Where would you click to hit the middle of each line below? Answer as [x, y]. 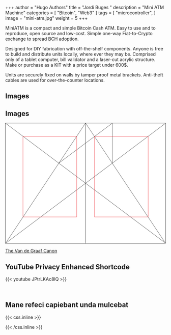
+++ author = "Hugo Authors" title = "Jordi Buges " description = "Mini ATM [85, 7]
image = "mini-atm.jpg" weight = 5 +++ [47, 18]
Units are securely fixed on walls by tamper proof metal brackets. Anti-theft [84, 75]
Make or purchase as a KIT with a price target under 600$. [67, 65]
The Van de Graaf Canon [31, 251]
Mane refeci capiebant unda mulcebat [67, 305]
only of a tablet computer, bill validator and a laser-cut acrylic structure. [80, 60]
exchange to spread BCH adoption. [42, 39]
